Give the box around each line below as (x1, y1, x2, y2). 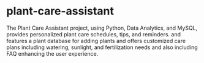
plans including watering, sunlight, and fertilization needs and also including (6, 44, 198, 51)
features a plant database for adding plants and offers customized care (6, 37, 186, 44)
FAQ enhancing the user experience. (6, 50, 99, 57)
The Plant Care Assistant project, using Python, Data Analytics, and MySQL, (6, 24, 198, 31)
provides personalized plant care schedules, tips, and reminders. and (6, 30, 181, 38)
